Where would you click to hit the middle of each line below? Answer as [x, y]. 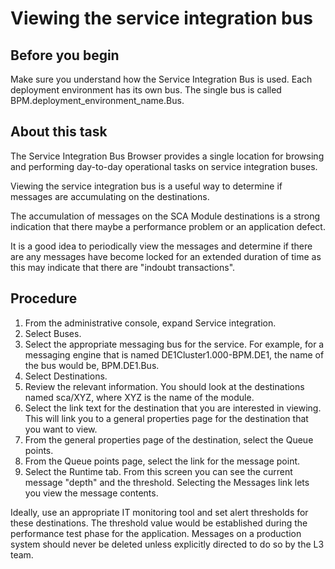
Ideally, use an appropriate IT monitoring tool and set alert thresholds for [159, 512]
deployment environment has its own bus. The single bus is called [146, 90]
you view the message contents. [91, 493]
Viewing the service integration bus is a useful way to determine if [146, 186]
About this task [59, 132]
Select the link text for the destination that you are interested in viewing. [173, 408]
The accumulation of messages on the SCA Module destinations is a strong [165, 216]
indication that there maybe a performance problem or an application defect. [168, 226]
